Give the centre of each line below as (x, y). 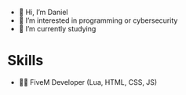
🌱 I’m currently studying (57, 29)
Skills (26, 61)
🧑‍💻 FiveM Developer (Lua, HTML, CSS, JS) (88, 82)
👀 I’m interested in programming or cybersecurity (98, 20)
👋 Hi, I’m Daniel (43, 12)
